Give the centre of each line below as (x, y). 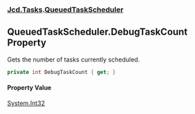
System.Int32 (26, 103)
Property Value (29, 88)
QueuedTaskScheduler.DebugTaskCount (98, 32)
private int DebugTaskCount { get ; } (62, 72)
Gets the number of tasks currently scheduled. (74, 59)
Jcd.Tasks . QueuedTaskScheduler (65, 10)
